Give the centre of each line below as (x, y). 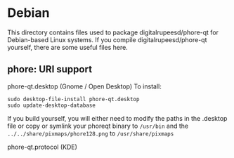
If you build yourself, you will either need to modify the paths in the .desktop (117, 118)
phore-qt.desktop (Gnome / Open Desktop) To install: (84, 86)
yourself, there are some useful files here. (67, 47)
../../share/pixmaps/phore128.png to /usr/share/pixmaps (91, 133)
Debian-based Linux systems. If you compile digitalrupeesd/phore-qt (107, 39)
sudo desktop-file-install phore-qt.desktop (73, 99)
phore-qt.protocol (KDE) (42, 147)
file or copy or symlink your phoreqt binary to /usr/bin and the (98, 126)
